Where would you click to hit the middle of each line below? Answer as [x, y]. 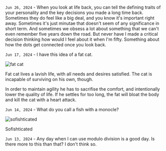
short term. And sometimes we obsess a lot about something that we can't [82, 29]
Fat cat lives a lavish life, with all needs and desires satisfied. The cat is [79, 74]
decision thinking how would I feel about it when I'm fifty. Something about [82, 39]
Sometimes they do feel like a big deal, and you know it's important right [80, 18]
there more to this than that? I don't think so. [51, 144]
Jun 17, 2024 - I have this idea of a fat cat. [49, 54]
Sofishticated [19, 129]
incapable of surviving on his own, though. [49, 79]
